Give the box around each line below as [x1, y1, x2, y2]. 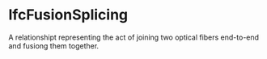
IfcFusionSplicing [8, 6, 129, 24]
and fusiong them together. [8, 40, 100, 50]
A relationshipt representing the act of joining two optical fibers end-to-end [8, 32, 260, 42]
